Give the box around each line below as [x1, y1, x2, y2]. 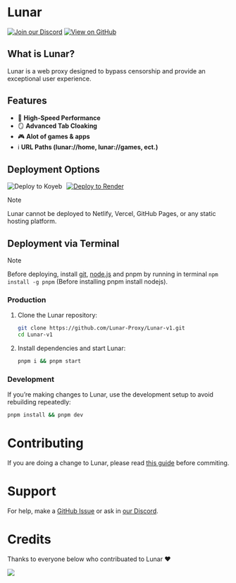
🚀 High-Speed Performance [17, 114, 101, 122]
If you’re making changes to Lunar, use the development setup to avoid [7, 390, 213, 399]
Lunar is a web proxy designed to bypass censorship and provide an [7, 66, 206, 75]
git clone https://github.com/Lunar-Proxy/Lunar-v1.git [17, 325, 185, 332]
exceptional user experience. [7, 74, 92, 83]
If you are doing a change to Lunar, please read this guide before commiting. [7, 459, 230, 467]
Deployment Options [7, 163, 100, 175]
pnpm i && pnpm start [17, 358, 82, 365]
